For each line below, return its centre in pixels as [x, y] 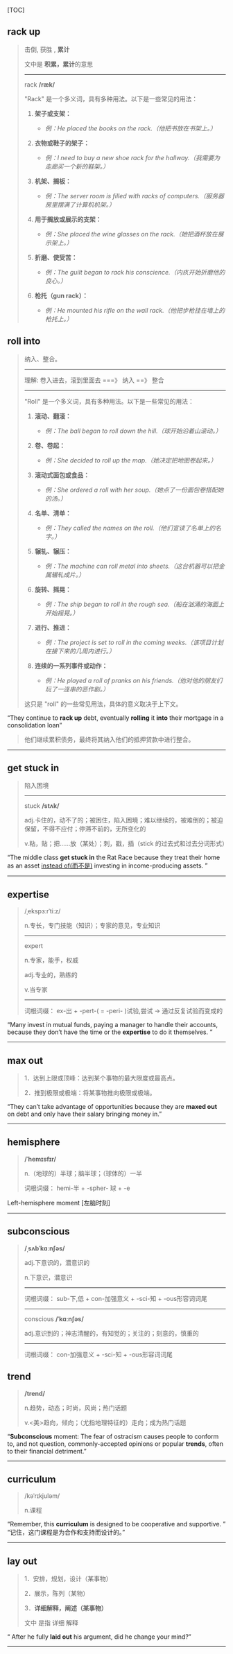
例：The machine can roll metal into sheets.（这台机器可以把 [132, 566]
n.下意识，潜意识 [48, 1277]
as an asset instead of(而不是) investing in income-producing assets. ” [107, 865]
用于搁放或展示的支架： [68, 219]
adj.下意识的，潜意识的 [57, 1262]
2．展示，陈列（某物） [57, 1594]
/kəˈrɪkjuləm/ [42, 1496]
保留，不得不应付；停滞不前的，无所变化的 [85, 829]
